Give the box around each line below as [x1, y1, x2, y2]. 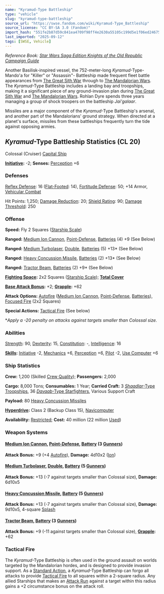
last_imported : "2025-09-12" [5, 35, 64, 40]
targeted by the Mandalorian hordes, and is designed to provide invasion [5, 562, 151, 568]
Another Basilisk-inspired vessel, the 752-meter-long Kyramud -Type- [5, 67, 144, 73]
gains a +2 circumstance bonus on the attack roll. [5, 583, 104, 589]
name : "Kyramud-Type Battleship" [5, 7, 73, 12]
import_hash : [5, 30, 32, 35]
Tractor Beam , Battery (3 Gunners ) [5, 518, 77, 523]
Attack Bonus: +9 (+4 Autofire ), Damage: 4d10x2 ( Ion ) [5, 451, 116, 458]
